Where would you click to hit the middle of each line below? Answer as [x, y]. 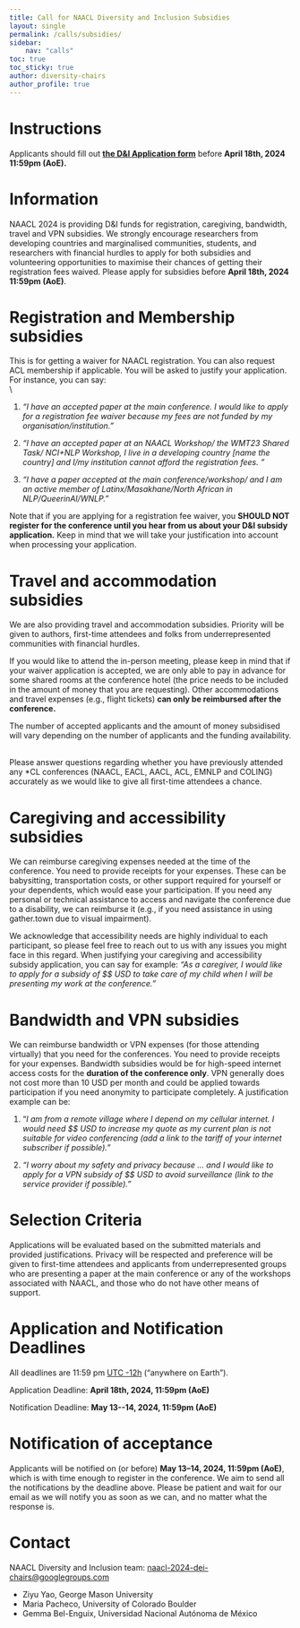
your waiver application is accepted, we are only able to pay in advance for [148, 671]
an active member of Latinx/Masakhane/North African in [127, 489]
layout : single [38, 26]
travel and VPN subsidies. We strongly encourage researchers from [134, 233]
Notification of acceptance [111, 1444]
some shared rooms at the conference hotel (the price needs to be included [149, 680]
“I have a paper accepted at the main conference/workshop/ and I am [152, 479]
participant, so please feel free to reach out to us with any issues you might [148, 945]
